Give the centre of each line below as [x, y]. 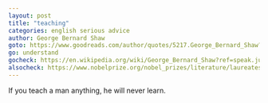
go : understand [33, 53]
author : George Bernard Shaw [57, 38]
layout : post [30, 16]
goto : [17, 46]
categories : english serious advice [69, 30]
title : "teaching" [39, 23]
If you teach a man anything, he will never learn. [87, 90]
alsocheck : [26, 68]
